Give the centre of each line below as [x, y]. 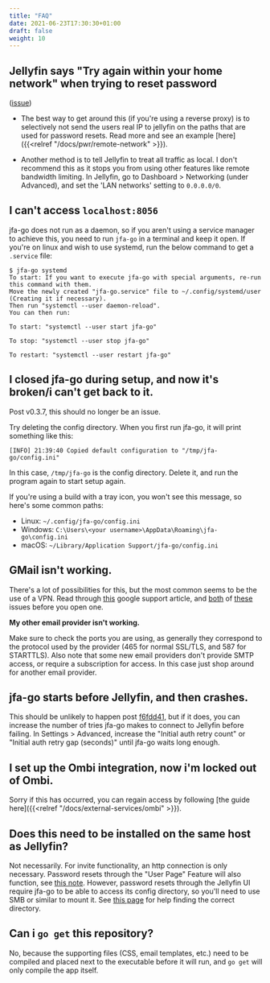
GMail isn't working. [61, 570]
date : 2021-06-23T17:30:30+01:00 [65, 23]
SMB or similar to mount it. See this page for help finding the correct [122, 899]
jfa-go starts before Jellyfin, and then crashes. [129, 697]
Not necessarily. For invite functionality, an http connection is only [119, 865]
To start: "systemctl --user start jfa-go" [83, 327]
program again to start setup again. [67, 481]
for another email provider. [53, 672]
